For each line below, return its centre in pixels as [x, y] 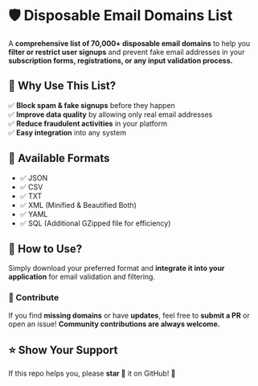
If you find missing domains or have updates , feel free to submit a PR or [129, 315]
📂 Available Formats [59, 158]
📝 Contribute [34, 297]
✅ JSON [34, 177]
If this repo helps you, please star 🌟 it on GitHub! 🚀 [92, 374]
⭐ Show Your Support [63, 350]
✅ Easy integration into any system [68, 132]
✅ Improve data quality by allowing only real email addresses [111, 114]
